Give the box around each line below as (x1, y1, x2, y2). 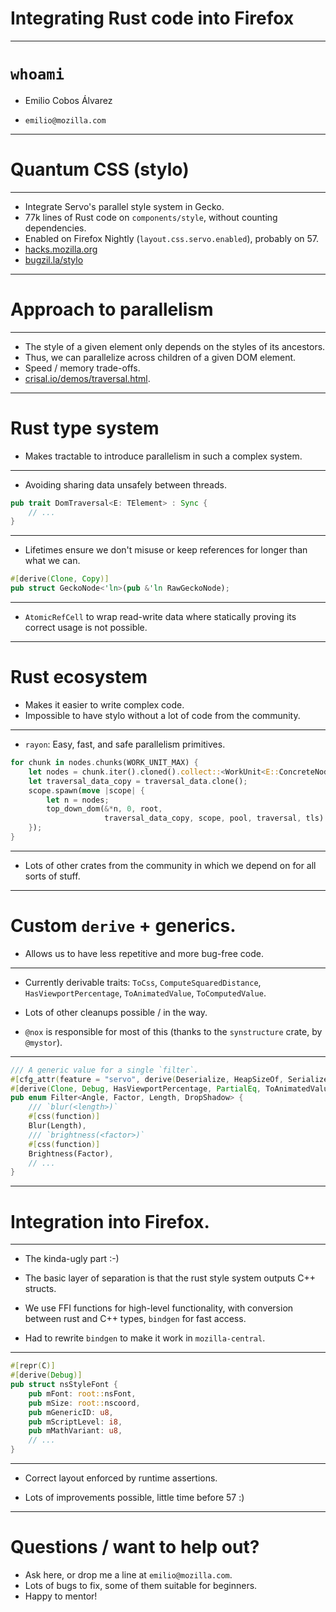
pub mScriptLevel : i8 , (28, 1417, 123, 1427)
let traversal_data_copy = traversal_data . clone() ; (28, 776, 248, 786)
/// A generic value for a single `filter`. (10, 1065, 199, 1075)
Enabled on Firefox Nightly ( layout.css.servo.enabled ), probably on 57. (24, 232, 320, 244)
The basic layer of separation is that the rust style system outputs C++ (24, 1272, 316, 1284)
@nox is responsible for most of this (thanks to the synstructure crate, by (24, 1025, 323, 1037)
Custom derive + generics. (10, 915, 237, 937)
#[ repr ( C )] (10, 1361, 56, 1371)
